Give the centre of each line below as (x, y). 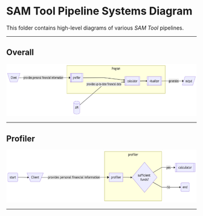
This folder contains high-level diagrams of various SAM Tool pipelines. (95, 28)
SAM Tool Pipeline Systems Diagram (99, 11)
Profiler (21, 138)
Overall (20, 52)
